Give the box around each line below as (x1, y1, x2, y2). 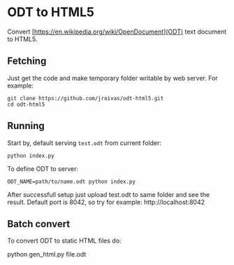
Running (7, 120, 45, 132)
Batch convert (7, 218, 71, 230)
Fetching (7, 55, 47, 67)
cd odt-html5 (7, 101, 45, 108)
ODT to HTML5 (7, 4, 94, 20)
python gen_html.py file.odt (7, 250, 87, 259)
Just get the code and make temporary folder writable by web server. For (7, 74, 218, 82)
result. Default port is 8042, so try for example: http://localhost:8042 (7, 198, 205, 206)
